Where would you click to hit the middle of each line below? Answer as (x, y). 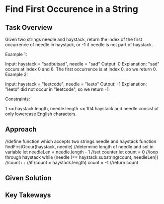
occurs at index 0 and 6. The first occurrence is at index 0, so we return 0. (81, 69)
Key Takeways (28, 195)
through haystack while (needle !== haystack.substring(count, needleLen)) (82, 157)
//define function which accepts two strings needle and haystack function (81, 141)
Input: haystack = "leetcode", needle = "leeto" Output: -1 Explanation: (76, 84)
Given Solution (28, 178)
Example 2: (17, 74)
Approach (21, 129)
